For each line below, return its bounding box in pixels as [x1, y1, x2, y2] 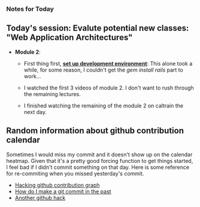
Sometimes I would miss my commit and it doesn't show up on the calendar [6, 151, 193, 158]
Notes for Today [6, 5, 54, 13]
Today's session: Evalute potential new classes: [6, 23, 189, 33]
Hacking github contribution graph [14, 181, 100, 189]
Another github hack [14, 194, 66, 201]
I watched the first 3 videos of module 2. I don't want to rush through [23, 84, 195, 91]
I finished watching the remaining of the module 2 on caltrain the [23, 102, 184, 109]
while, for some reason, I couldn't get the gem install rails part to [23, 66, 184, 73]
